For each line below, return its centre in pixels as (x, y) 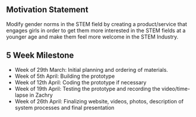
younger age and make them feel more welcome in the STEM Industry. (92, 37)
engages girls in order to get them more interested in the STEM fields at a (96, 30)
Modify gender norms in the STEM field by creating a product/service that (97, 24)
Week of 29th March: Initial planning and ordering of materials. (91, 69)
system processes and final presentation (64, 107)
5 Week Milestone (40, 56)
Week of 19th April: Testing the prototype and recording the (87, 88)
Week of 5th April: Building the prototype (65, 76)
